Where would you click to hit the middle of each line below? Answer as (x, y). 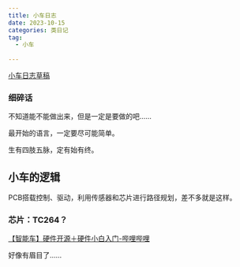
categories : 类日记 (38, 30)
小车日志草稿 (29, 75)
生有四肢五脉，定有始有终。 (53, 150)
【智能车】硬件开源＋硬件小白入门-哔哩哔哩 (79, 239)
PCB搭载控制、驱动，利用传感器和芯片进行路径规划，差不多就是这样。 (122, 198)
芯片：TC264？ (38, 220)
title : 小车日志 (32, 15)
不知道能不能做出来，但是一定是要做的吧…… (80, 117)
